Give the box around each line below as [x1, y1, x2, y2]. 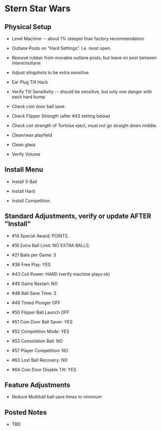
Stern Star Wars [4, 3, 71, 14]
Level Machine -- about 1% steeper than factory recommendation [11, 36, 144, 41]
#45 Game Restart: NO [11, 281, 58, 287]
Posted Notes [4, 408, 47, 417]
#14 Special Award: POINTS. [11, 233, 69, 239]
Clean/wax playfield [11, 132, 53, 138]
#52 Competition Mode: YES [11, 328, 70, 334]
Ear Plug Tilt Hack [11, 79, 48, 85]
